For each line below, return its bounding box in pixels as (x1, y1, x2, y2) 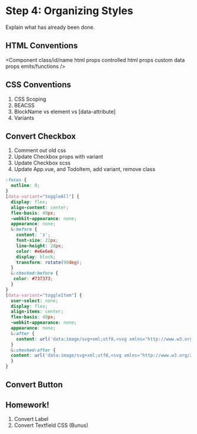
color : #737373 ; (13, 276, 54, 282)
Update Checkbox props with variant (14, 153, 103, 160)
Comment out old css (14, 147, 66, 154)
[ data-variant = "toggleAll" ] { (5, 193, 80, 199)
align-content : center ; (11, 205, 69, 211)
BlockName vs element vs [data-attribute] (14, 108, 116, 115)
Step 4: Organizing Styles (5, 4, 133, 18)
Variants (14, 114, 35, 121)
